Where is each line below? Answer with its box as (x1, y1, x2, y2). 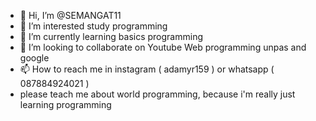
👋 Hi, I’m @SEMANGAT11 (19, 10, 122, 21)
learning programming (19, 99, 112, 110)
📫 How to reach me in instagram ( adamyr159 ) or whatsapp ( (19, 63, 275, 75)
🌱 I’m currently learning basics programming (19, 31, 203, 42)
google (19, 52, 50, 64)
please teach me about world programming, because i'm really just (19, 88, 296, 100)
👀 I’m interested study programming (19, 20, 168, 32)
